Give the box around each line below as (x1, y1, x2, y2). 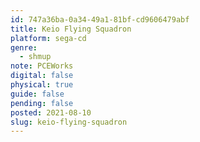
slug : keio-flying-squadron (10, 117, 128, 127)
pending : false (10, 98, 74, 108)
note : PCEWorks (10, 61, 74, 71)
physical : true (10, 80, 74, 90)
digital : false (10, 71, 74, 81)
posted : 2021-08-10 (10, 107, 92, 118)
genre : (10, 42, 38, 53)
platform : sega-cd (10, 33, 87, 43)
